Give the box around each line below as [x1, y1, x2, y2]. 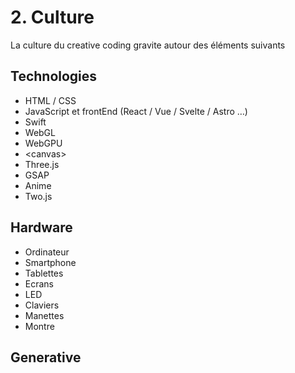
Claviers [24, 299, 60, 311]
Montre [24, 320, 55, 332]
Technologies [10, 68, 98, 85]
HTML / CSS [24, 94, 77, 106]
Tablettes [24, 267, 64, 279]
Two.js [24, 190, 53, 202]
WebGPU [24, 137, 63, 149]
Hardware [10, 219, 73, 236]
